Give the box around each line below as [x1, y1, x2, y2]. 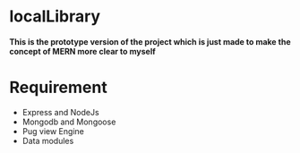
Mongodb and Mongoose [21, 116, 116, 127]
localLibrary [9, 6, 101, 27]
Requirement [9, 77, 107, 98]
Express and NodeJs [21, 106, 100, 117]
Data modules [21, 135, 74, 146]
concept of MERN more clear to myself [9, 46, 157, 56]
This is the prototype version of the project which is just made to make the [9, 36, 291, 47]
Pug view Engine [21, 125, 85, 136]
